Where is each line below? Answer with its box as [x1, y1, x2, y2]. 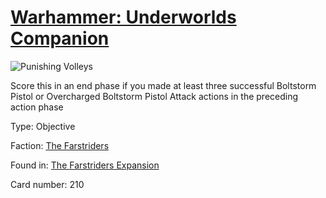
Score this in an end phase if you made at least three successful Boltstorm [10, 79, 317, 91]
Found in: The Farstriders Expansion [10, 159, 160, 171]
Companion [10, 27, 110, 50]
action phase [10, 101, 64, 113]
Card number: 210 [10, 178, 85, 190]
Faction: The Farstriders [10, 139, 110, 151]
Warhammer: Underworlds [10, 6, 237, 29]
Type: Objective [10, 120, 76, 132]
